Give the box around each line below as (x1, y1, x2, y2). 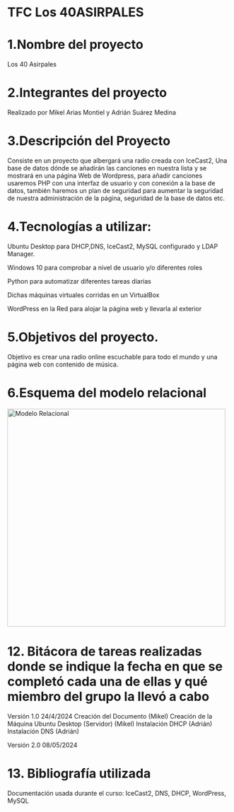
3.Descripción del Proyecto (7, 133, 171, 149)
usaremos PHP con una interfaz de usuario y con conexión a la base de (7, 179, 216, 187)
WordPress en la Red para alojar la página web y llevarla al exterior (7, 304, 202, 313)
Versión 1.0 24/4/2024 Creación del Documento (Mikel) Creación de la (7, 712, 213, 720)
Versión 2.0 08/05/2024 (7, 741, 78, 749)
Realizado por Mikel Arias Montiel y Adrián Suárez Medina (7, 108, 177, 117)
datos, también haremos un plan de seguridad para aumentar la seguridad (7, 187, 224, 195)
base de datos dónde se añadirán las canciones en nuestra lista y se (7, 164, 207, 172)
